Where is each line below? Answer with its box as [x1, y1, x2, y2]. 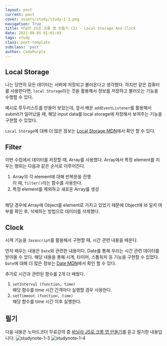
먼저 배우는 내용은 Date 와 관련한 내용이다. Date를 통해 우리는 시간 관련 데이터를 [5, 247, 159, 253]
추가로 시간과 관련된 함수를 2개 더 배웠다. [5, 271, 85, 277]
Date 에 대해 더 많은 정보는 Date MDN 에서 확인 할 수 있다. [5, 260, 116, 266]
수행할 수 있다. [5, 94, 33, 100]
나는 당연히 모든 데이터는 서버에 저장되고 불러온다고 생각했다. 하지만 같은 [5, 82, 146, 88]
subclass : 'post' [5, 45, 41, 50]
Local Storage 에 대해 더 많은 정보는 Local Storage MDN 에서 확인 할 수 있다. [5, 128, 156, 134]
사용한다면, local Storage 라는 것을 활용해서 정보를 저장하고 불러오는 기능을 [10, 88, 158, 94]
